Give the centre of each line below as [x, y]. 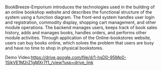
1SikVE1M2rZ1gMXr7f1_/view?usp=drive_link [49, 63]
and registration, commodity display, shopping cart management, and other [81, 22]
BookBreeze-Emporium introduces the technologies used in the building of [80, 7]
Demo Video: [18, 57]
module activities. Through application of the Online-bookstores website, [78, 38]
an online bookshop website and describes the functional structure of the [79, 12]
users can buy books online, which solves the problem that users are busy [80, 43]
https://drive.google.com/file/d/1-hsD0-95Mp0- [79, 57]
